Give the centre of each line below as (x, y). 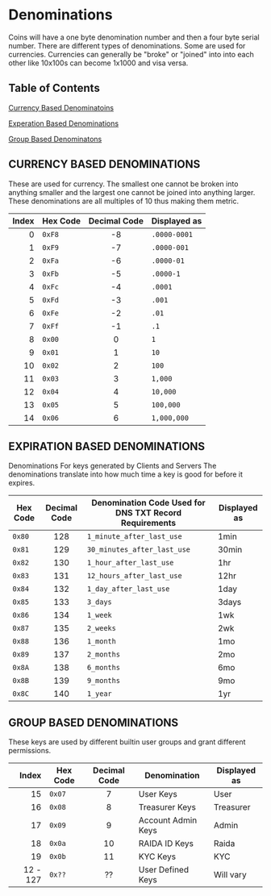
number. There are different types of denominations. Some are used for (127, 45)
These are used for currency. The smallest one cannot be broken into (123, 184)
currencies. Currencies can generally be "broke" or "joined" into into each (131, 54)
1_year (100, 694)
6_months (104, 668)
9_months (104, 681)
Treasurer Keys (167, 807)
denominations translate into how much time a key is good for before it (126, 474)
